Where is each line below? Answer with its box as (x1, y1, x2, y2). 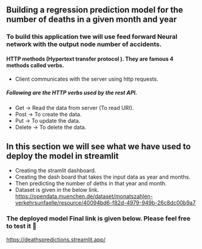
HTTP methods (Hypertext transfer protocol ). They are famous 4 (6, 55, 174, 63)
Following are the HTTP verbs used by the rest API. (6, 89, 138, 97)
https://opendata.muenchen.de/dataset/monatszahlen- (15, 193, 153, 200)
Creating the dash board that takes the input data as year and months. (15, 173, 190, 181)
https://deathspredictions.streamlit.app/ (6, 236, 106, 243)
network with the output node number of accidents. (6, 40, 162, 49)
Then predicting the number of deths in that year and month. (15, 180, 167, 187)
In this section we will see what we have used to (6, 141, 191, 151)
